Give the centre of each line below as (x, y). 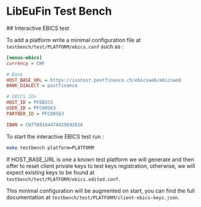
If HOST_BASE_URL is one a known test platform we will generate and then (100, 159)
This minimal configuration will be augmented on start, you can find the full (100, 191)
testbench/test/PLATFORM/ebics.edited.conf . (63, 179)
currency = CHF (26, 63)
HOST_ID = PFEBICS (30, 103)
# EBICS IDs (21, 97)
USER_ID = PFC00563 (31, 108)
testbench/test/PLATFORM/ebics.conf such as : (65, 46)
